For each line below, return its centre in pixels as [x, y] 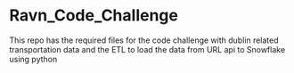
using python [33, 59]
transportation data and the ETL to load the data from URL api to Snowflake [147, 49]
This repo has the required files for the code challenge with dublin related [144, 40]
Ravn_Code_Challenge [94, 16]
